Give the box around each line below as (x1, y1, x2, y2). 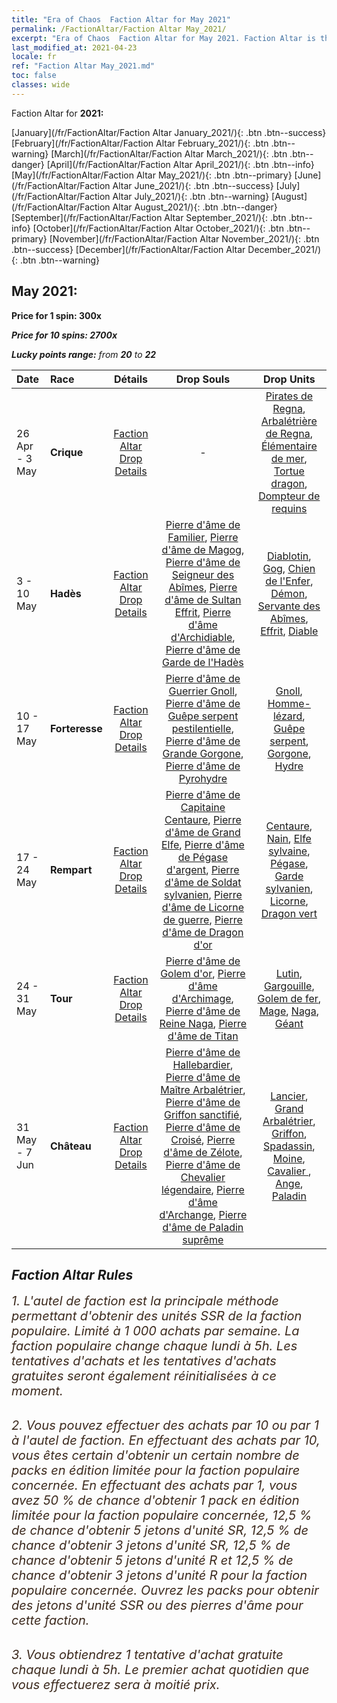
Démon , (270, 586, 308, 600)
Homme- (267, 696, 311, 710)
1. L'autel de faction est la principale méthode (11, 1293, 279, 1310)
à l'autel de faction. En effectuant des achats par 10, (11, 1432, 321, 1449)
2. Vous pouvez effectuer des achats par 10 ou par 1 (11, 1417, 319, 1434)
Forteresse (49, 721, 103, 735)
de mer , (270, 451, 308, 465)
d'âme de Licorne (161, 900, 245, 914)
